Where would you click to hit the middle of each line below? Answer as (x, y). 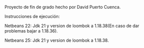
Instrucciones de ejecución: (32, 16)
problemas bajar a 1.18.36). (31, 31)
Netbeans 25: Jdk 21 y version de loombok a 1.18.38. (57, 40)
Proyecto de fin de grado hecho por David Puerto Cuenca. (63, 7)
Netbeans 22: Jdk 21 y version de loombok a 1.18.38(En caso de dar (72, 26)
